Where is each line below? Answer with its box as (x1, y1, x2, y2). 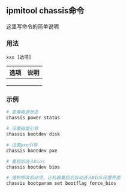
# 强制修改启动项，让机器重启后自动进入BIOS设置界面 (6, 175, 121, 181)
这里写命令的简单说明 (6, 23, 59, 30)
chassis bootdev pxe (6, 148, 58, 154)
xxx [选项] (6, 55, 32, 61)
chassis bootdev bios (6, 164, 61, 170)
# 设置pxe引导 (6, 142, 38, 148)
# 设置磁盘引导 (6, 125, 39, 132)
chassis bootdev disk (6, 131, 61, 137)
